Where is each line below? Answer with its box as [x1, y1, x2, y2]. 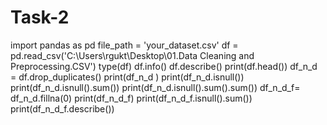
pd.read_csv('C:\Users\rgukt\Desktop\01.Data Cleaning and [10, 49, 255, 61]
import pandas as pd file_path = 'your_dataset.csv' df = [10, 39, 239, 51]
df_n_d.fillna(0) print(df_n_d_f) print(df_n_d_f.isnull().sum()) [10, 92, 253, 104]
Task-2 [10, 6, 70, 29]
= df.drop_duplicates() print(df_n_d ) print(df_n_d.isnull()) [10, 71, 245, 83]
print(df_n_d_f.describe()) [10, 102, 115, 115]
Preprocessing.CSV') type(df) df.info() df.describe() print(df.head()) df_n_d [10, 60, 318, 72]
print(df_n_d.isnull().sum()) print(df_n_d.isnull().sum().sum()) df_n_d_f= [10, 81, 301, 93]
